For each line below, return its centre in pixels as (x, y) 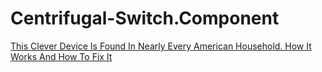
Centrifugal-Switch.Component (145, 18)
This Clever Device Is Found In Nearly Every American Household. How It (161, 46)
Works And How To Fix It (61, 56)
